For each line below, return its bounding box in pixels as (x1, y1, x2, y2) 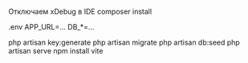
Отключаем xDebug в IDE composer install (8, 7, 152, 16)
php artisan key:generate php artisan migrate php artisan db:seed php (8, 37, 241, 47)
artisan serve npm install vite (8, 46, 104, 55)
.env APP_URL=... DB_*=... (8, 22, 95, 31)
